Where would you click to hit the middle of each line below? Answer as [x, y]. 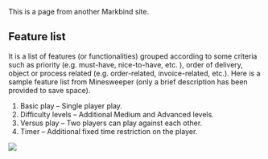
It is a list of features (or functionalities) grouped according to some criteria [133, 56]
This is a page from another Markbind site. [79, 12]
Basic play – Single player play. [71, 106]
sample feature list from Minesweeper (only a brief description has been [128, 82]
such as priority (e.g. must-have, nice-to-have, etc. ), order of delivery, [126, 64]
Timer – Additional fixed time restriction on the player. [109, 131]
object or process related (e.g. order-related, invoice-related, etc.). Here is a [134, 73]
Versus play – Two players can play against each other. [111, 123]
